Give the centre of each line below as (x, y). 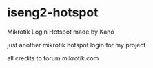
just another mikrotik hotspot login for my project (76, 45)
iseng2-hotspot (53, 13)
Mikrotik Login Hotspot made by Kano (61, 32)
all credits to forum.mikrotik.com (53, 58)
